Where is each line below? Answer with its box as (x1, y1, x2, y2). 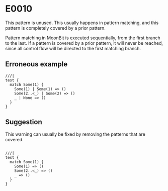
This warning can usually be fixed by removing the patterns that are (5, 131, 146, 137)
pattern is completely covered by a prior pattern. (5, 25, 106, 31)
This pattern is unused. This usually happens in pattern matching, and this (5, 20, 159, 26)
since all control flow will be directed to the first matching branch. (5, 45, 141, 51)
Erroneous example (5, 60, 68, 68)
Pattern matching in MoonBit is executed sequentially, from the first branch (5, 35, 161, 41)
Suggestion (5, 118, 42, 126)
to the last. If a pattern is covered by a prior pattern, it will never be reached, (5, 40, 163, 46)
